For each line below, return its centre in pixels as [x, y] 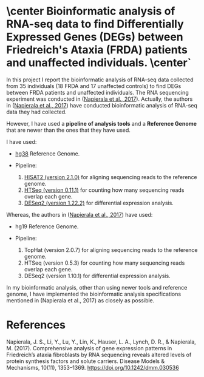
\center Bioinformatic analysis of [91, 11]
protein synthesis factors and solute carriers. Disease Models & [86, 361]
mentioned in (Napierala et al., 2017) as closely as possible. [80, 300]
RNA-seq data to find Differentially [95, 24]
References [36, 325]
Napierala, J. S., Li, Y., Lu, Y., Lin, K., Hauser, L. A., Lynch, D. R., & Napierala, [101, 342]
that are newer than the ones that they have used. [68, 130]
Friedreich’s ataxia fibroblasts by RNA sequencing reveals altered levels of [99, 355]
